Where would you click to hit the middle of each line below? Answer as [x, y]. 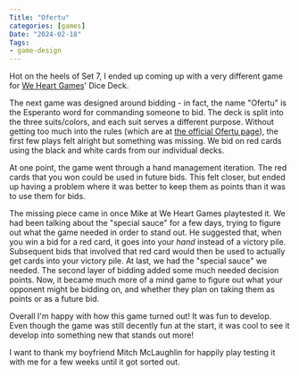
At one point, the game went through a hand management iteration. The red [148, 168]
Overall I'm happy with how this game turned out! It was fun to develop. [141, 316]
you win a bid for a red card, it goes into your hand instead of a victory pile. [148, 242]
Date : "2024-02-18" [46, 34]
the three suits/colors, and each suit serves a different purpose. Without [142, 122]
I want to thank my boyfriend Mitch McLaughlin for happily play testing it [142, 353]
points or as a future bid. [54, 299]
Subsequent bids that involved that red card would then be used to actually [147, 252]
